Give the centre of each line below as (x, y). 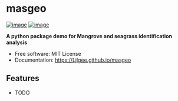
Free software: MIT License (48, 53)
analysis (17, 42)
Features (23, 78)
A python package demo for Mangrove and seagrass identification (89, 36)
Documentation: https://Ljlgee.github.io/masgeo (73, 60)
